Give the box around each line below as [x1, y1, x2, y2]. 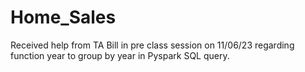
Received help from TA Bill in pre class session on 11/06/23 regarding [10, 39, 295, 51]
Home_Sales [10, 6, 117, 29]
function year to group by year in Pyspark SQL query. [10, 49, 230, 61]
